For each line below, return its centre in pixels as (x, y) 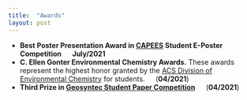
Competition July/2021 (62, 54)
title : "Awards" (37, 15)
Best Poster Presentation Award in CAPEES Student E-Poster (121, 45)
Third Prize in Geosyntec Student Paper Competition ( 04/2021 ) (129, 87)
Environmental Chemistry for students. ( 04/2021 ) (104, 79)
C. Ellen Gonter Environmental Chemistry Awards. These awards (127, 62)
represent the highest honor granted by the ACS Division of (116, 70)
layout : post (30, 23)
